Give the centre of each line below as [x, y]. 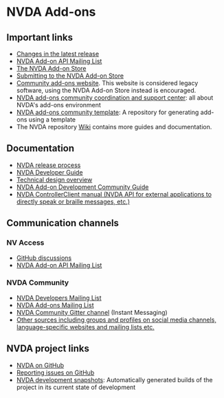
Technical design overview [54, 179]
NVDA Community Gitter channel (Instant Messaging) [92, 312]
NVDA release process [48, 165]
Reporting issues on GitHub [55, 373]
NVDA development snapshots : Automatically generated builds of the [115, 379]
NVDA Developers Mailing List [59, 298]
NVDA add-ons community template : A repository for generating [108, 112]
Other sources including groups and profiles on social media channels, [116, 320]
